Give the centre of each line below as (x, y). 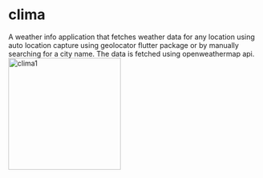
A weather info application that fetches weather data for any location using (131, 37)
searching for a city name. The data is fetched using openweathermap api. (131, 53)
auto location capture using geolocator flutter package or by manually (123, 45)
